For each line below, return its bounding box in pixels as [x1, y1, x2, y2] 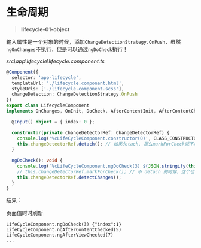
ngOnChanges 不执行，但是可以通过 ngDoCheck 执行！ [6, 46, 129, 53]
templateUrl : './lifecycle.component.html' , [11, 80, 124, 86]
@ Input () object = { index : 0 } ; [11, 119, 95, 125]
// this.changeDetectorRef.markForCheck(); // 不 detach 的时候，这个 [17, 168, 190, 174]
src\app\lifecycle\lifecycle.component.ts [6, 58, 105, 65]
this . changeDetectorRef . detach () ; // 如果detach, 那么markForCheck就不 [17, 141, 194, 147]
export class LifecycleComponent [6, 102, 90, 108]
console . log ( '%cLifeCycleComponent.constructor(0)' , [17, 135, 151, 141]
